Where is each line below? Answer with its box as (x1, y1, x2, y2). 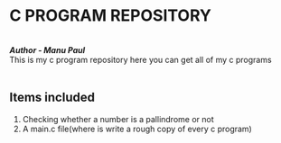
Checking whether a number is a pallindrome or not (22, 113, 214, 124)
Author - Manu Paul (9, 44, 86, 55)
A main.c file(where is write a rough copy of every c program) (22, 123, 253, 134)
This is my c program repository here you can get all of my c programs (9, 54, 273, 65)
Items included (9, 90, 95, 105)
